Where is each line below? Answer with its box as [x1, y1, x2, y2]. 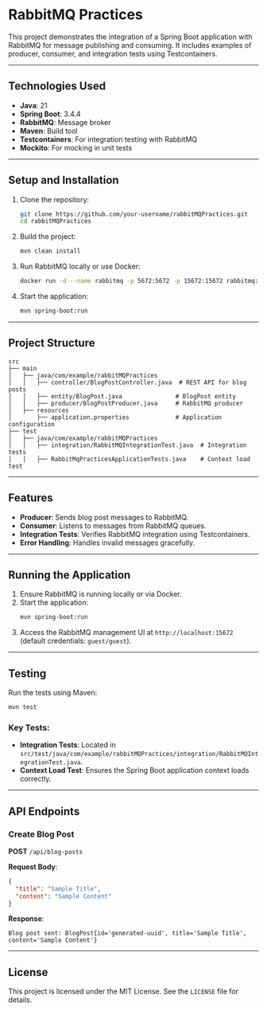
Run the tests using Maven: [8, 688, 98, 698]
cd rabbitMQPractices [19, 217, 91, 225]
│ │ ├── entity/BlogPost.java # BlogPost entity [8, 392, 237, 400]
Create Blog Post [8, 829, 75, 840]
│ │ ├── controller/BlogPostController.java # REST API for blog [8, 378, 247, 386]
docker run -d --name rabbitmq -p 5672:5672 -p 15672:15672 [19, 277, 223, 285]
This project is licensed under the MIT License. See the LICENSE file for [8, 986, 238, 997]
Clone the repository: [19, 194, 90, 204]
